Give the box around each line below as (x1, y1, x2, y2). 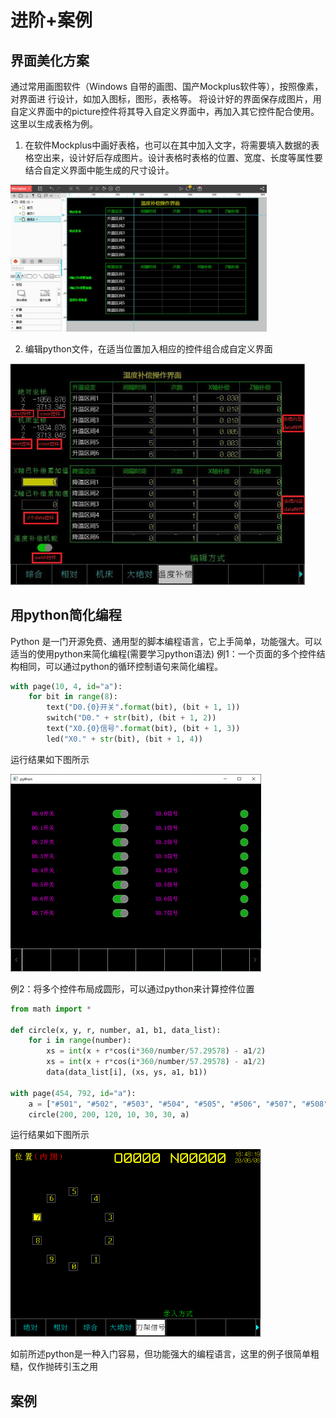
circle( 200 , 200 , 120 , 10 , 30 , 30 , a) (28, 1109, 190, 1120)
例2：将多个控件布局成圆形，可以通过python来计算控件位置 (10, 982, 255, 995)
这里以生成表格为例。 (10, 118, 98, 130)
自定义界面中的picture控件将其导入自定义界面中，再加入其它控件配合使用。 (10, 106, 320, 117)
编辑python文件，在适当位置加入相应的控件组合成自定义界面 (24, 343, 273, 355)
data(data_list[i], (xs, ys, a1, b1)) (46, 1067, 208, 1078)
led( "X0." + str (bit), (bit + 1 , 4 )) (46, 734, 203, 744)
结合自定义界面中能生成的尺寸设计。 (24, 164, 175, 176)
